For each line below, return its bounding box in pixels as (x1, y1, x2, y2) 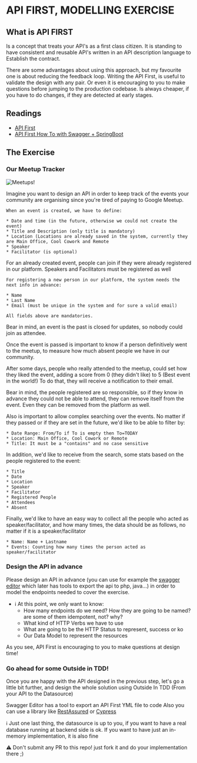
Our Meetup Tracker (6, 165, 65, 174)
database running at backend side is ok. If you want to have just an (6, 726, 169, 734)
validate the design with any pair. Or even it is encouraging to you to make (6, 79, 186, 86)
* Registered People (6, 494, 57, 500)
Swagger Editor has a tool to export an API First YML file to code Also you (6, 702, 185, 709)
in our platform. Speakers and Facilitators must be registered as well (6, 266, 172, 273)
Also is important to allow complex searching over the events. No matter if (6, 413, 185, 420)
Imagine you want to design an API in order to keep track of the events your (6, 190, 189, 197)
